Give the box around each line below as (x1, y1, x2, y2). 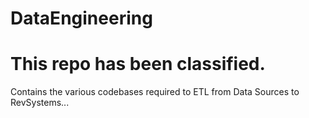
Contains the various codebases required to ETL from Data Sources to (10, 86, 300, 98)
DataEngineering (10, 7, 153, 30)
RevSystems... (10, 97, 70, 109)
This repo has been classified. (10, 53, 266, 76)
